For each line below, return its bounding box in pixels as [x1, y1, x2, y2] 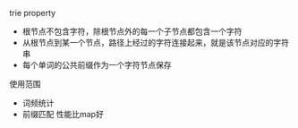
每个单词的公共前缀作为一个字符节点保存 [21, 60, 172, 70]
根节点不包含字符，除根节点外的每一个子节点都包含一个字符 [21, 26, 243, 37]
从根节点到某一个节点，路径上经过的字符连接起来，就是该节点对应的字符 [21, 38, 289, 47]
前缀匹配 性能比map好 [21, 109, 105, 119]
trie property [9, 8, 56, 18]
